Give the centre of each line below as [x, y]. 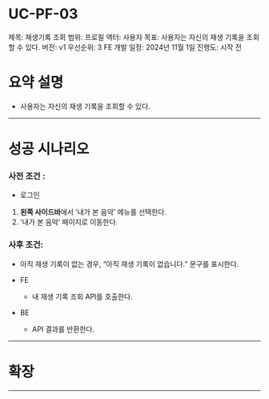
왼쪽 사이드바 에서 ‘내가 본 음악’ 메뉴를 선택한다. [93, 212]
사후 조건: [26, 245]
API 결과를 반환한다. [63, 328]
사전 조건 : [27, 175]
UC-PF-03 [43, 14]
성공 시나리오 [49, 149]
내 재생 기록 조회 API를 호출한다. [82, 296]
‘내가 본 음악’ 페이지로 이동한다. [69, 222]
